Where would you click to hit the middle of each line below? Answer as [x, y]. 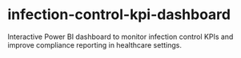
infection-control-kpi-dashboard [119, 15]
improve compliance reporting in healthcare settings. [94, 44]
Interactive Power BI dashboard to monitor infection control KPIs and [120, 37]
